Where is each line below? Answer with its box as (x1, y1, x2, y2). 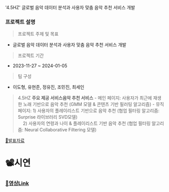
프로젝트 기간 (17, 52, 44, 59)
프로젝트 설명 (5, 18, 36, 25)
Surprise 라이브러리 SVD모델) (17, 114, 78, 120)
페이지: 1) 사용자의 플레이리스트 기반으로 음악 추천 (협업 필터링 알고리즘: (17, 107, 160, 114)
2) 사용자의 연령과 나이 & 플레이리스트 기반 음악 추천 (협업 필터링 (22, 120, 151, 126)
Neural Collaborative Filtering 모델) (24, 127, 97, 133)
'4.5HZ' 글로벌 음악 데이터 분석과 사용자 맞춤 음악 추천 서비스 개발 (5, 5, 136, 10)
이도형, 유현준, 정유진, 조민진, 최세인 (12, 84, 85, 90)
